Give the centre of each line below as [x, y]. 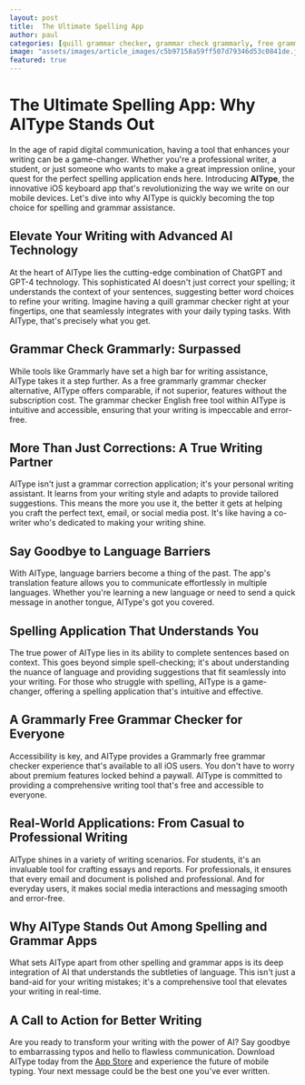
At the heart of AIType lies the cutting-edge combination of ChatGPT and [146, 272]
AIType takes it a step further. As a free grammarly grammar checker [138, 381]
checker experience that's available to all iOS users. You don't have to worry [152, 766]
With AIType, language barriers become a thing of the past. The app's [140, 573]
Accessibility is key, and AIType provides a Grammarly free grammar [138, 756]
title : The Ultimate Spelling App [77, 26]
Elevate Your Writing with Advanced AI [121, 236]
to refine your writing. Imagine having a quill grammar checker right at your [150, 301]
